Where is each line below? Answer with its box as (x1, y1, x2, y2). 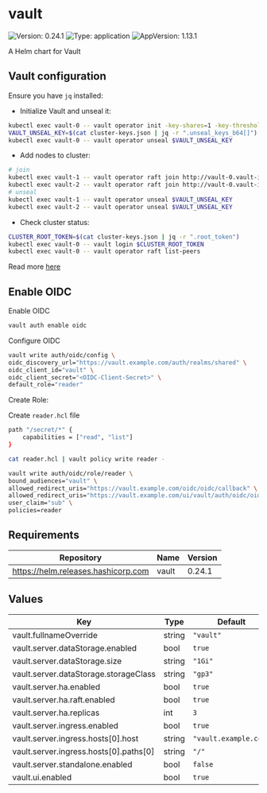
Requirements (8, 528, 79, 542)
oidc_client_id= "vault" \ (8, 366, 94, 374)
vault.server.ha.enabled (12, 681, 101, 692)
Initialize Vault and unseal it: (19, 106, 111, 115)
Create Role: (8, 395, 49, 405)
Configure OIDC (8, 336, 61, 345)
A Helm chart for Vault (8, 46, 81, 56)
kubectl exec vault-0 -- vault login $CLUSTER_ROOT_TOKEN (8, 240, 204, 248)
